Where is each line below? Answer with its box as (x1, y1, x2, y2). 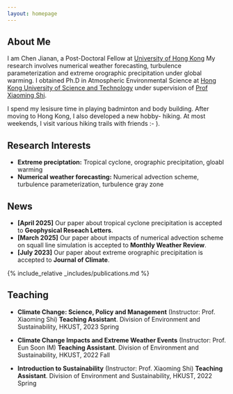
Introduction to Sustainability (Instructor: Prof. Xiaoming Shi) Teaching (17, 364, 223, 372)
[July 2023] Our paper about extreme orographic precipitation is (17, 248, 203, 257)
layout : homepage (7, 10, 58, 17)
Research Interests (7, 140, 91, 151)
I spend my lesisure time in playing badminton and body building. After (7, 105, 210, 113)
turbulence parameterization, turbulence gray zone (17, 180, 164, 188)
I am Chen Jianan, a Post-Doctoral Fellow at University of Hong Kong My (7, 54, 216, 63)
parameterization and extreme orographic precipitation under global (7, 69, 202, 77)
